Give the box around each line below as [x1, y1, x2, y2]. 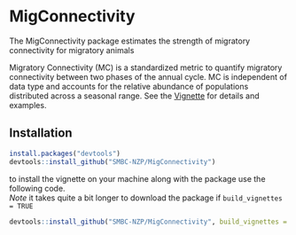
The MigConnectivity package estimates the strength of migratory [9, 35, 251, 46]
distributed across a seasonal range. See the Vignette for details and [9, 90, 260, 101]
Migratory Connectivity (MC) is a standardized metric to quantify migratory [9, 62, 283, 73]
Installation [9, 126, 73, 141]
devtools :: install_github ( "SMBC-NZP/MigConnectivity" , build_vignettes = [9, 217, 288, 226]
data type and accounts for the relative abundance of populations [9, 81, 249, 91]
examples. [9, 99, 47, 110]
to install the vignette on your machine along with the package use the [9, 173, 266, 184]
